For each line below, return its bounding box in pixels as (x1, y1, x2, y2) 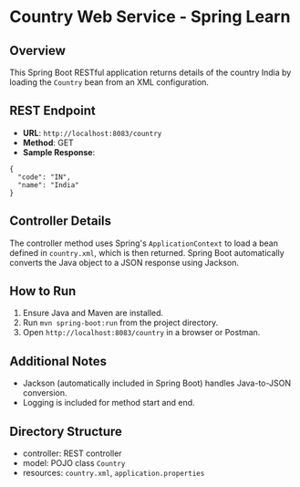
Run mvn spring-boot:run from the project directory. (22, 317, 219, 328)
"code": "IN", (17, 172, 71, 182)
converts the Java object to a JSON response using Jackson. (9, 257, 240, 268)
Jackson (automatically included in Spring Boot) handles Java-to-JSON (22, 377, 292, 389)
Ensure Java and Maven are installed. (22, 308, 164, 319)
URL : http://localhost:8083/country (22, 127, 162, 138)
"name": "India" (17, 180, 79, 189)
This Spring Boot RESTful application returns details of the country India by (9, 67, 292, 78)
